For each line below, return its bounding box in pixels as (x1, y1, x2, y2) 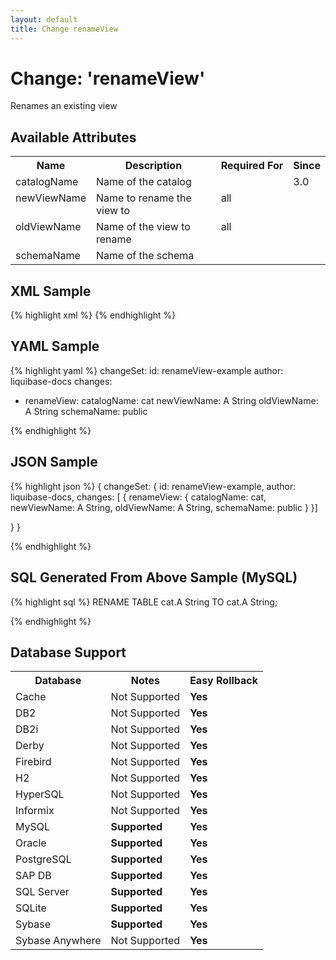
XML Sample (10, 282, 92, 300)
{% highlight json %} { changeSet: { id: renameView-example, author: (10, 480, 297, 492)
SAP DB (15, 869, 52, 883)
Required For (220, 159, 284, 173)
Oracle (15, 836, 47, 850)
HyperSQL (15, 787, 65, 801)
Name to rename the (96, 191, 192, 205)
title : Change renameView (10, 24, 118, 34)
